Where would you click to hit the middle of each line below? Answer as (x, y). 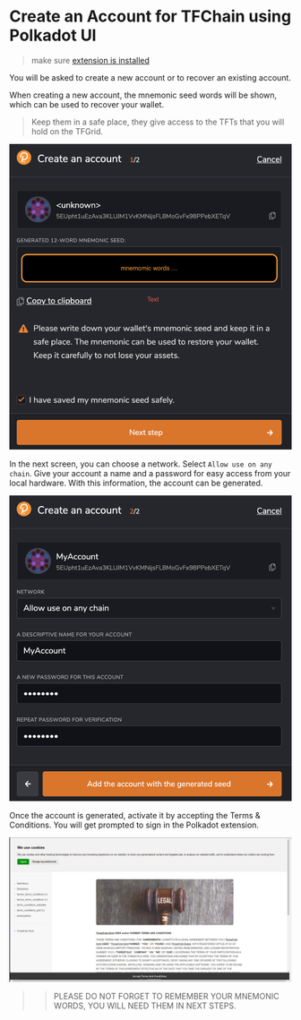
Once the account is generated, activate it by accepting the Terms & (135, 816)
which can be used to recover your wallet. (86, 104)
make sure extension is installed (90, 60)
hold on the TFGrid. (67, 131)
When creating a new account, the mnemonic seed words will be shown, (143, 95)
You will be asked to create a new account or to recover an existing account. (150, 77)
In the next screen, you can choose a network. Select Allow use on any (141, 464)
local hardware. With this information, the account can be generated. (136, 483)
